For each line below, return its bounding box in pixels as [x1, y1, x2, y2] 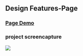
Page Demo [5, 20, 35, 27]
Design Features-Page [5, 4, 78, 13]
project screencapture [5, 33, 62, 41]
